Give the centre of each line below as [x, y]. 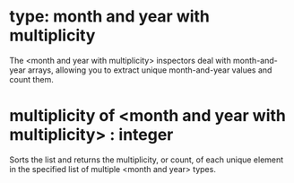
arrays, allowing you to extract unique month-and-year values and [150, 70]
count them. [31, 79]
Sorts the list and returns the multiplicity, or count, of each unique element [147, 160]
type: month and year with [110, 17]
